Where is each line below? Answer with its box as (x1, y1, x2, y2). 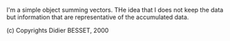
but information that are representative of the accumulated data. (6, 13, 189, 21)
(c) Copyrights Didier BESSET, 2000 (6, 27, 109, 34)
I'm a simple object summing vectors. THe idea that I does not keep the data (6, 6, 224, 14)
